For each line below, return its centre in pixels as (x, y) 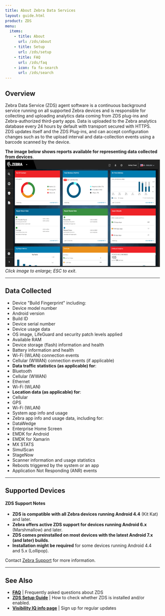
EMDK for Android (30, 434)
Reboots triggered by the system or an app (55, 465)
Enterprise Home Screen (37, 429)
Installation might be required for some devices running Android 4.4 (82, 545)
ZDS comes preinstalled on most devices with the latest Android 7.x (82, 535)
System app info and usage (40, 413)
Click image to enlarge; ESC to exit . (41, 271)
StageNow (23, 455)
